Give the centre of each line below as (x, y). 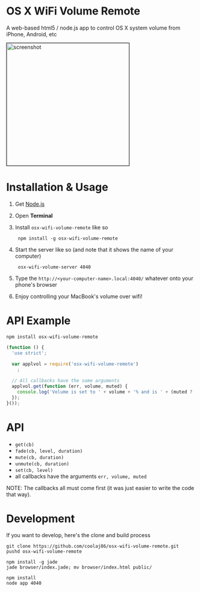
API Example (39, 321)
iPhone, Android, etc (32, 34)
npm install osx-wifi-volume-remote (52, 337)
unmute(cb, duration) (42, 464)
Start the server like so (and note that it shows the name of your (94, 249)
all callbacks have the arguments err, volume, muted (81, 476)
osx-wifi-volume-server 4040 (55, 267)
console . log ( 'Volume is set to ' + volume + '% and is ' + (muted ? (105, 392)
